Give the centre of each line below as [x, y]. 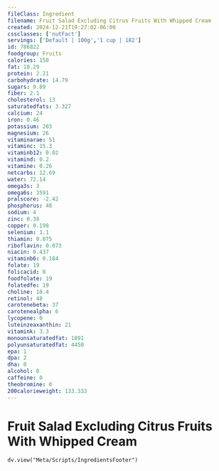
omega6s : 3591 [28, 193]
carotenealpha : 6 [33, 312]
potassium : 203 [30, 126]
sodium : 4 [22, 213]
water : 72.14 [27, 179]
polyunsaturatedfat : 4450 [46, 345]
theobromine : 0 [30, 384]
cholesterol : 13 [31, 100]
